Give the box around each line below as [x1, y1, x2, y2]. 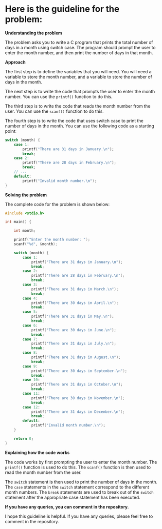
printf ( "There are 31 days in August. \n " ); [31, 355, 121, 360]
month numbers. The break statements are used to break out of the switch [5, 489, 154, 495]
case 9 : [22, 364, 38, 369]
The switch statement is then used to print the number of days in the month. [5, 479, 158, 485]
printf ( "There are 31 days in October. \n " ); [31, 382, 123, 387]
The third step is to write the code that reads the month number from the [5, 103, 151, 109]
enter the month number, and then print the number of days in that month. [5, 50, 153, 56]
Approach [5, 59, 26, 65]
